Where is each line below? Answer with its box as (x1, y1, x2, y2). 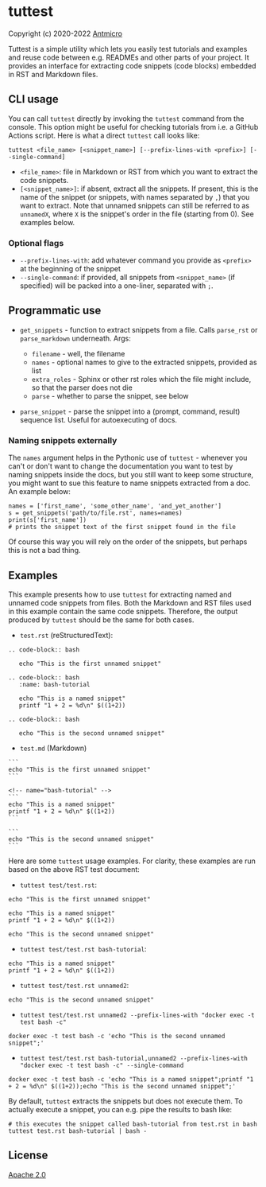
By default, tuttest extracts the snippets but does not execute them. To (8, 1096, 244, 1106)
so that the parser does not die (31, 383, 133, 392)
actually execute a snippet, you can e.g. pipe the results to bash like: (8, 1104, 233, 1114)
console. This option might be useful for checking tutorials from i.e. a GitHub (8, 122, 259, 131)
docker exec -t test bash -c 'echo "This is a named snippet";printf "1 (8, 1075, 254, 1084)
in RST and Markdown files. (8, 69, 98, 79)
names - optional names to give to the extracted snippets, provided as (31, 357, 257, 367)
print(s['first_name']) (8, 516, 87, 524)
